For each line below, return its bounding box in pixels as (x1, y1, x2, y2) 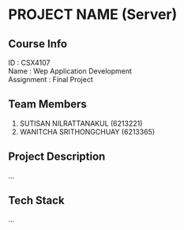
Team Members (8, 97, 87, 111)
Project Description (8, 150, 106, 164)
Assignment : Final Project (8, 75, 93, 84)
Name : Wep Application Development (8, 66, 133, 76)
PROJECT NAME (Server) (8, 6, 178, 24)
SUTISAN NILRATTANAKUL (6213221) (19, 119, 143, 128)
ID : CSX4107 (8, 58, 51, 67)
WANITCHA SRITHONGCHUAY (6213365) (19, 126, 156, 136)
